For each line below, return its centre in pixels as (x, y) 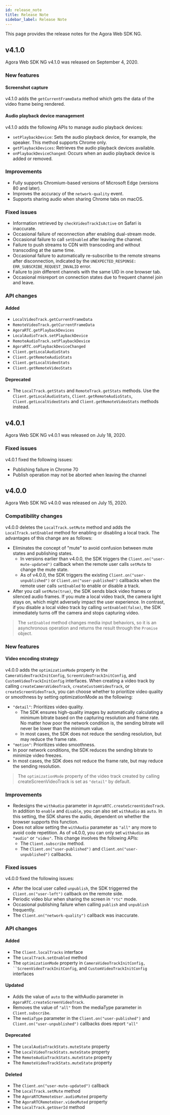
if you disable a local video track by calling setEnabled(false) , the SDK (87, 607)
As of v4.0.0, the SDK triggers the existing (64, 575)
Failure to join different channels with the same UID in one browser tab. (87, 272)
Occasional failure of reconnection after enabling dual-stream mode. (84, 234)
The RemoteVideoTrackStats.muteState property (62, 1063)
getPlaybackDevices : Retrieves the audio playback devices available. (84, 147)
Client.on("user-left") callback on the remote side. (68, 894)
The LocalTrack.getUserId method (49, 1107)
